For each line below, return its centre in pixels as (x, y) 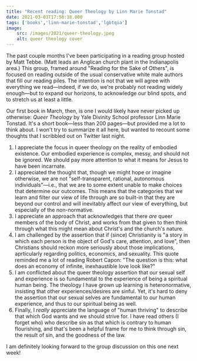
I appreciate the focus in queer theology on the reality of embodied (96, 147)
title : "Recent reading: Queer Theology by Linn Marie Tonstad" (86, 11)
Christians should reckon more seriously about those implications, (95, 247)
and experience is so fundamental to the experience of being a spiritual (101, 279)
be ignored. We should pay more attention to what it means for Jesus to (101, 160)
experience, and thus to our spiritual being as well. (76, 304)
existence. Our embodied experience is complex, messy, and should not (102, 153)
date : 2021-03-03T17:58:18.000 (44, 17)
